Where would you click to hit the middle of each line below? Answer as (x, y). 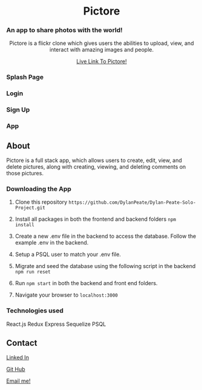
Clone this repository (41, 202)
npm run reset (33, 272)
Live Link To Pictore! (102, 61)
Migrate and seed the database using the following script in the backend (105, 266)
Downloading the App (39, 189)
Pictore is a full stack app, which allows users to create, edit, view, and (94, 160)
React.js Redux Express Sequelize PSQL (56, 324)
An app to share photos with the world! (64, 30)
